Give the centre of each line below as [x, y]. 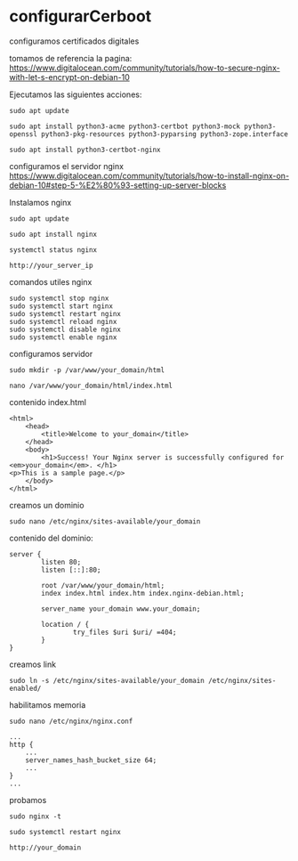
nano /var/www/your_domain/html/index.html [91, 386]
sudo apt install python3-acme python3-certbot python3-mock [125, 126]
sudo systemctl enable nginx [63, 337]
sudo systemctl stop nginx [59, 298]
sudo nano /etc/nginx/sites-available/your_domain [105, 521]
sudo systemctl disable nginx [65, 329]
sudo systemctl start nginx [61, 306]
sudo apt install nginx [53, 234]
